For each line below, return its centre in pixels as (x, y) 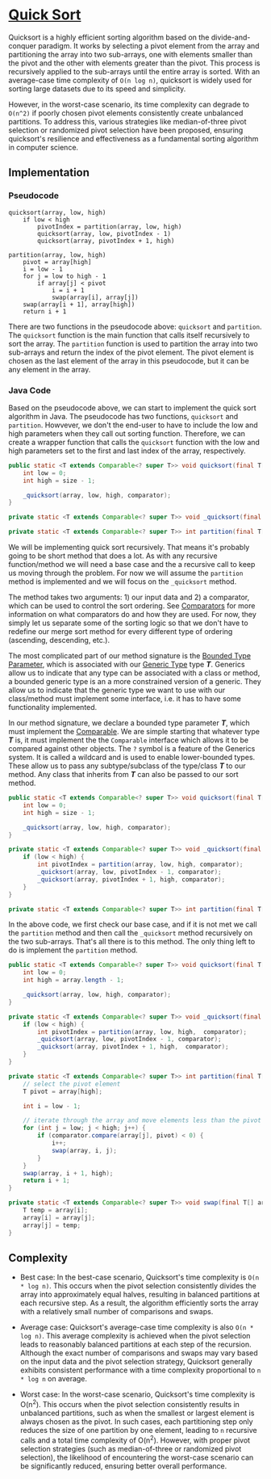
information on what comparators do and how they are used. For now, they (132, 615)
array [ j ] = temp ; (52, 1225)
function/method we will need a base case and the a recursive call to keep (132, 565)
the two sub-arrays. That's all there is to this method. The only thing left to (132, 942)
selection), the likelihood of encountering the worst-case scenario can (137, 1457)
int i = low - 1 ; (52, 1106)
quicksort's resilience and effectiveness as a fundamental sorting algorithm (133, 138)
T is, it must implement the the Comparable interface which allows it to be (128, 740)
